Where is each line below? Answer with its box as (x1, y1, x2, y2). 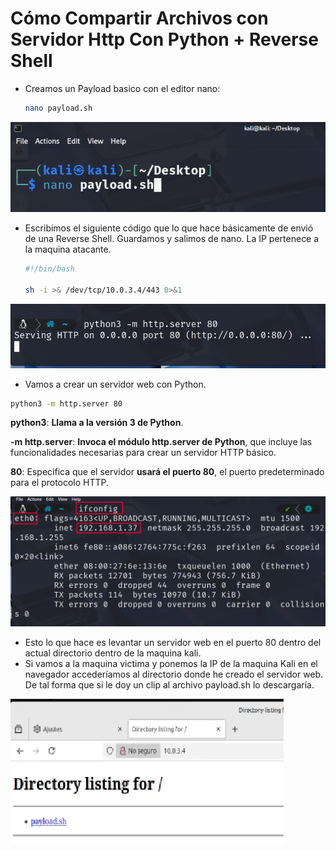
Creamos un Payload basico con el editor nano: (24, 82, 221, 94)
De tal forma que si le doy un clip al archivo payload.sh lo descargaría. (24, 679, 315, 691)
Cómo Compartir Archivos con (10, 7, 269, 30)
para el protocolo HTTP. (10, 477, 110, 489)
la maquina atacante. (24, 243, 112, 256)
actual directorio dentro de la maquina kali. (24, 647, 202, 659)
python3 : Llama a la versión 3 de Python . (10, 417, 184, 429)
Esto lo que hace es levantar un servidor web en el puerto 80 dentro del (24, 637, 322, 649)
